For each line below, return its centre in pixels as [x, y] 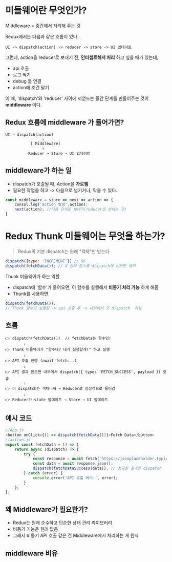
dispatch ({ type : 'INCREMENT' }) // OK [46, 261]
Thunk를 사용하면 [30, 294]
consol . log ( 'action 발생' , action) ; [51, 205]
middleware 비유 [31, 553]
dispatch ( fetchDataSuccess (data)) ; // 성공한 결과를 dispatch [97, 469]
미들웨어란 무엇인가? [46, 11]
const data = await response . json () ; [73, 464]
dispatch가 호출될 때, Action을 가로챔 [50, 184]
